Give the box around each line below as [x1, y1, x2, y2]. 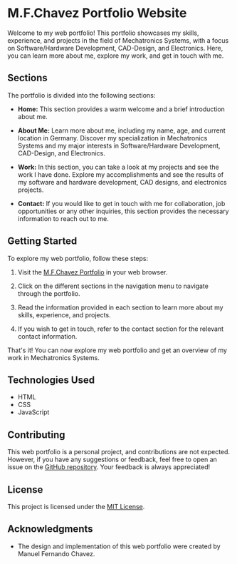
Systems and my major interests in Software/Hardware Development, [17, 141, 221, 150]
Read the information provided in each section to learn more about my [17, 303, 223, 312]
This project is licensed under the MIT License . [7, 503, 145, 511]
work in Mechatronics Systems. [7, 353, 100, 362]
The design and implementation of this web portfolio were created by [17, 542, 221, 550]
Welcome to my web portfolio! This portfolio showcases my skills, [7, 29, 199, 37]
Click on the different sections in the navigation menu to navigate [17, 282, 209, 290]
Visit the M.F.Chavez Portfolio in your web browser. [17, 267, 168, 276]
